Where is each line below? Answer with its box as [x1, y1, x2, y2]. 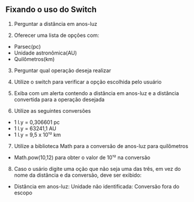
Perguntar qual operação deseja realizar [13, 67, 111, 74]
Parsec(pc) [13, 43, 42, 50]
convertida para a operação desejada [13, 96, 105, 103]
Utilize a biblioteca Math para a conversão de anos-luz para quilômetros [13, 142, 189, 149]
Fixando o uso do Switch [5, 5, 97, 15]
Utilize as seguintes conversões [13, 107, 91, 114]
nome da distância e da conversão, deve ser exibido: [13, 171, 142, 179]
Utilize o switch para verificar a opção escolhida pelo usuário [13, 78, 162, 85]
